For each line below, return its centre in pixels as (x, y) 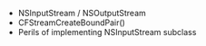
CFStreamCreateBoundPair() (71, 23)
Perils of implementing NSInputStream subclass (107, 32)
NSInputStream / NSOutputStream (82, 13)
